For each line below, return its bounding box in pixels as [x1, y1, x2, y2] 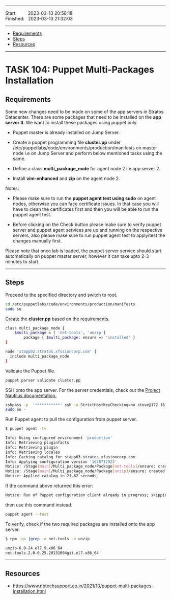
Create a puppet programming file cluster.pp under [12, 139, 121, 145]
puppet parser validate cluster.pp [5, 378, 81, 383]
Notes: [5, 185, 19, 191]
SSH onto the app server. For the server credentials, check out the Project [5, 387, 160, 393]
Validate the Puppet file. [5, 368, 55, 374]
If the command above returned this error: [5, 483, 94, 489]
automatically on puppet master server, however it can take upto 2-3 [5, 253, 149, 259]
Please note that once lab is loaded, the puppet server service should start [5, 248, 162, 254]
